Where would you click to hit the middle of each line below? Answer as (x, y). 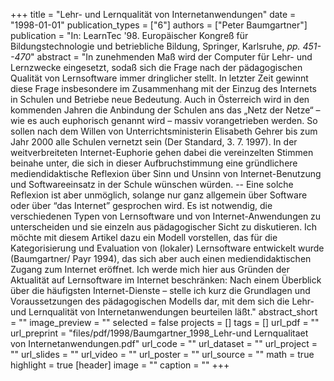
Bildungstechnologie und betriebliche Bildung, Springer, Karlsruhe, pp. (155, 46)
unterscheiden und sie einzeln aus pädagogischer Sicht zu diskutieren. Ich (164, 227)
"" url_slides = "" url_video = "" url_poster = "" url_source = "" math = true (162, 354)
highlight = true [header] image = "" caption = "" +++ (120, 365)
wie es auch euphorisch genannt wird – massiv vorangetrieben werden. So (164, 120)
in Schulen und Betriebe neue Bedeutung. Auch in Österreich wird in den (160, 99)
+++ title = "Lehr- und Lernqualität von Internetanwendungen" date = (153, 14)
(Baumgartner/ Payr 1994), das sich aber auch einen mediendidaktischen (161, 258)
